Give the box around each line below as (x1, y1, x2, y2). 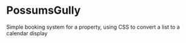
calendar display (6, 29, 48, 36)
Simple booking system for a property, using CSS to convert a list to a (6, 23, 180, 30)
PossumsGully (6, 4, 81, 17)
